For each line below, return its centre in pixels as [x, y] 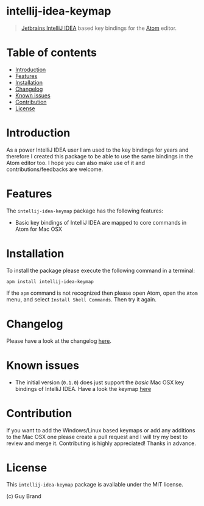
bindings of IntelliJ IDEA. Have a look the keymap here [83, 388]
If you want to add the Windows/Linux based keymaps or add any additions [101, 430]
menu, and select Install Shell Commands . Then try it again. [82, 299]
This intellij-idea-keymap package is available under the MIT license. [95, 485]
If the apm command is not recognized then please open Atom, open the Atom [102, 293]
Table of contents [52, 53]
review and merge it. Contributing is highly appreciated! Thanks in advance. [101, 443]
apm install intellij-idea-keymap [50, 281]
